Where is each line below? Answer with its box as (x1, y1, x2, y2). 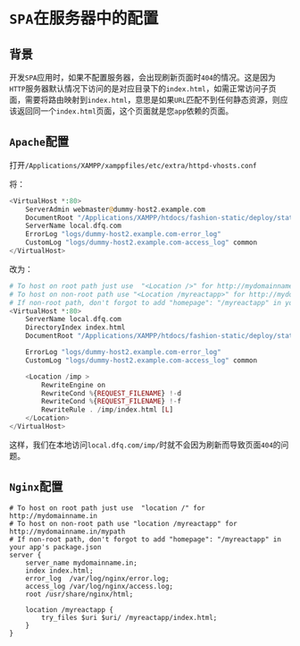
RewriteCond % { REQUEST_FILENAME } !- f (41, 397, 181, 406)
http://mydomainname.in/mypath (9, 527, 126, 536)
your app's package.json (9, 542, 102, 551)
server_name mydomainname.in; (25, 558, 138, 567)
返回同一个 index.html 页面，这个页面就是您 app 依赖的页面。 (16, 106, 234, 116)
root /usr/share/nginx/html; (25, 590, 134, 599)
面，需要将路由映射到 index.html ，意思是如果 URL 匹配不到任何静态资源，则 (9, 95, 281, 105)
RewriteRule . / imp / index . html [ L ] (41, 405, 174, 414)
